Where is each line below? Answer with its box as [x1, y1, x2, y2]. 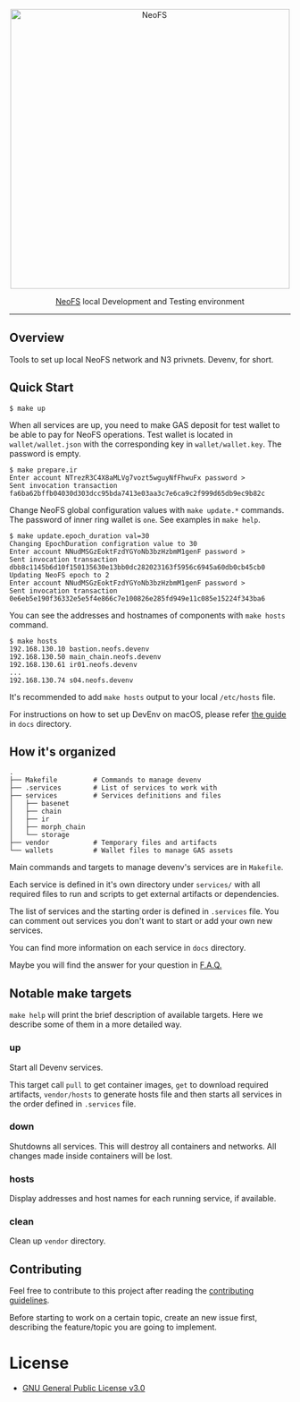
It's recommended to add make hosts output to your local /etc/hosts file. [9, 691, 276, 702]
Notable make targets [9, 986, 132, 1001]
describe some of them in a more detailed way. [9, 1019, 182, 1030]
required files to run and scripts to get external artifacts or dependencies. [9, 889, 279, 900]
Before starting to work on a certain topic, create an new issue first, [9, 1312, 257, 1323]
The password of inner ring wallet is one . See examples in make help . [9, 514, 261, 525]
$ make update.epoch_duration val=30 [9, 531, 150, 541]
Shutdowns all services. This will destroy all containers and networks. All [9, 1141, 277, 1151]
